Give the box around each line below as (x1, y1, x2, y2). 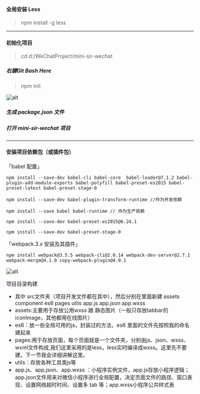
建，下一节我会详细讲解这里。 (14, 351, 88, 358)
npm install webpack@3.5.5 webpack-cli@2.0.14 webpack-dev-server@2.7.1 (6, 252, 190, 258)
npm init (20, 82, 41, 89)
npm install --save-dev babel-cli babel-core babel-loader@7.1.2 (6, 175, 174, 181)
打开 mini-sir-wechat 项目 (6, 125, 71, 132)
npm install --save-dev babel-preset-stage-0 (6, 229, 121, 235)
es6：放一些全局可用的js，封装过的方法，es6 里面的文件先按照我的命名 (14, 321, 190, 328)
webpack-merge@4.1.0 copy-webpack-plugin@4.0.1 (6, 257, 127, 263)
